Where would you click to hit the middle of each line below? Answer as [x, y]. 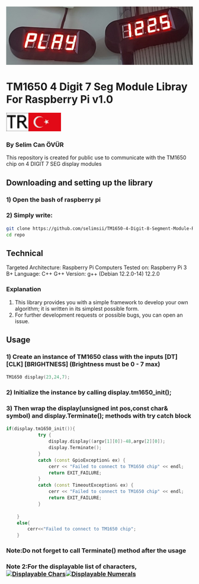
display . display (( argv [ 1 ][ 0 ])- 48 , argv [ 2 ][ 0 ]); [107, 441]
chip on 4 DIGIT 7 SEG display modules [54, 164]
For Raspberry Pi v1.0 [60, 100]
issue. [22, 321]
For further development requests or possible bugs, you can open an [99, 315]
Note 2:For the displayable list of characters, [72, 567]
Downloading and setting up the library [79, 183]
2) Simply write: [30, 216]
